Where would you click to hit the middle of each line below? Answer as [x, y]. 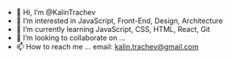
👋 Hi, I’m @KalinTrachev [56, 12]
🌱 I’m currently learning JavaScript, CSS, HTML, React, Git [113, 29]
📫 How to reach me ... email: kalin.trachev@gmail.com [107, 47]
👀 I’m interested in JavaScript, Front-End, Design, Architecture [120, 21]
